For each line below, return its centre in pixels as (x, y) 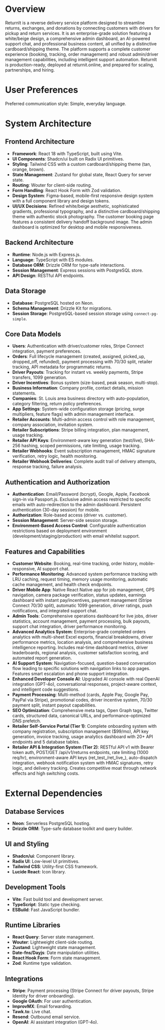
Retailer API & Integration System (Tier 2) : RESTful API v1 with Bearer (83, 747)
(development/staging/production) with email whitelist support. (76, 536)
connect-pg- (146, 314)
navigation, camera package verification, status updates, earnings (79, 595)
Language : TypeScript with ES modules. (53, 260)
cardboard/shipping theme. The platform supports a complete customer (78, 49)
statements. (24, 393)
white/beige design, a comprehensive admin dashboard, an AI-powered (78, 39)
